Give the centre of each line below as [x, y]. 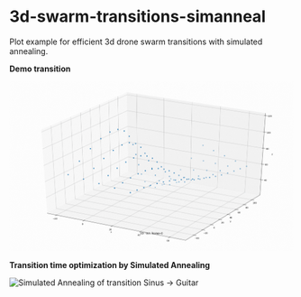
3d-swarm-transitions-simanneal [137, 17]
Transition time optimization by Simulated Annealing [109, 265]
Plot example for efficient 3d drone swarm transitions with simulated [136, 42]
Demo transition [40, 69]
